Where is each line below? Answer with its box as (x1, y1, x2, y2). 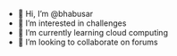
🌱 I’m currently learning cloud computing (17, 28, 168, 37)
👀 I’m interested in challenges (17, 18, 127, 28)
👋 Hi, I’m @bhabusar (17, 9, 94, 19)
